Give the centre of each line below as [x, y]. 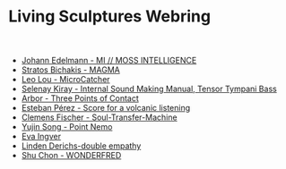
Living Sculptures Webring [110, 17]
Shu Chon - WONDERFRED [71, 155]
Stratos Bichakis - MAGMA [70, 70]
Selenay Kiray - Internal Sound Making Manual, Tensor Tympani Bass [149, 89]
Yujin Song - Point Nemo [67, 126]
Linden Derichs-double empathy [81, 146]
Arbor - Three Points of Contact [80, 98]
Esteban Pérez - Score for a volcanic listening [106, 107]
